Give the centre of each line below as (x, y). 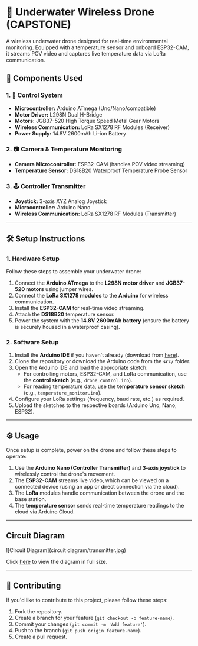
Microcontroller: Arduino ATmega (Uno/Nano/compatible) (85, 108)
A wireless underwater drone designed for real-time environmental (87, 41)
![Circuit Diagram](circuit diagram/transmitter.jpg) (66, 550)
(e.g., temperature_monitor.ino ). (62, 393)
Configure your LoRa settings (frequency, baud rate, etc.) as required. (99, 399)
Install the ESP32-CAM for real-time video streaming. (80, 308)
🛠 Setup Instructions (46, 239)
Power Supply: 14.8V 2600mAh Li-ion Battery (70, 133)
